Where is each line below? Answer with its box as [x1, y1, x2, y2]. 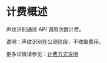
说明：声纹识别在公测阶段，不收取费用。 [6, 38, 104, 45]
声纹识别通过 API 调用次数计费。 [6, 26, 85, 33]
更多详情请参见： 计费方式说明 [6, 50, 78, 57]
